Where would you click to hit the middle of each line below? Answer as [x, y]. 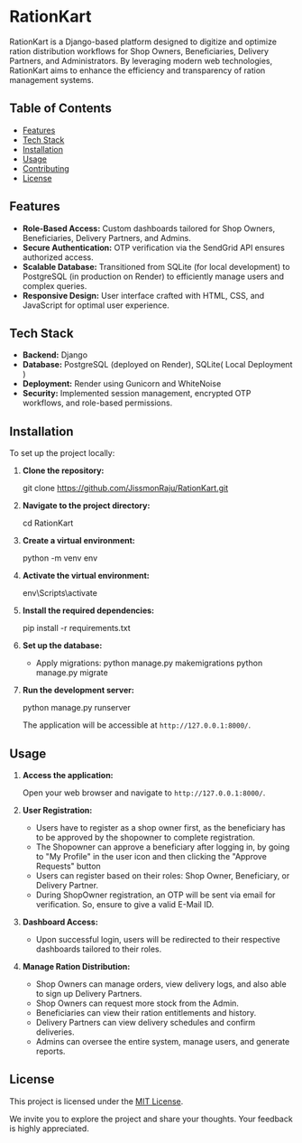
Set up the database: [62, 646]
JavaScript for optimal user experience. [96, 305]
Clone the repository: [63, 470]
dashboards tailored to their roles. [99, 949]
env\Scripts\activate [59, 593]
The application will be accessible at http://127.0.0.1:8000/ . [136, 725]
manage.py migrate [72, 673]
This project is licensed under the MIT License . [96, 1101]
